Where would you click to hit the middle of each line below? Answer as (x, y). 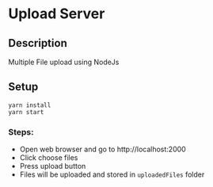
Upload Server (57, 14)
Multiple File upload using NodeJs (64, 62)
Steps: (21, 132)
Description (38, 43)
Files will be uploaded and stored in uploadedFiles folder (112, 174)
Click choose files (49, 158)
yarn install (30, 105)
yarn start (26, 112)
